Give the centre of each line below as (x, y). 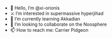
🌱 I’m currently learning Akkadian (45, 19)
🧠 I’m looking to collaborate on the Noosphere (59, 24)
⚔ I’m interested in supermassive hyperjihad (57, 13)
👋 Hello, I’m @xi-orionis (35, 8)
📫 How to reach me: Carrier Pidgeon (49, 30)
